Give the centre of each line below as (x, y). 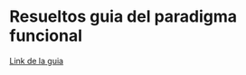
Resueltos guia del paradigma (123, 17)
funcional (46, 36)
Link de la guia (37, 61)
